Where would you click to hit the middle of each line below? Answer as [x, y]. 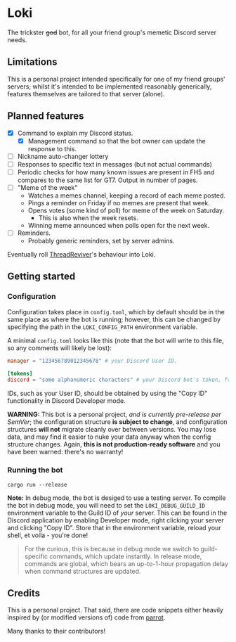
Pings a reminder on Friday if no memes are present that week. [119, 203]
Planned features [46, 116]
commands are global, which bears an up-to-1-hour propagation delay [126, 563]
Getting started [41, 277]
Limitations [32, 62]
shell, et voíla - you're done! [48, 535]
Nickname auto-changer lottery [63, 156]
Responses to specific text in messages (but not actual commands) [115, 164]
